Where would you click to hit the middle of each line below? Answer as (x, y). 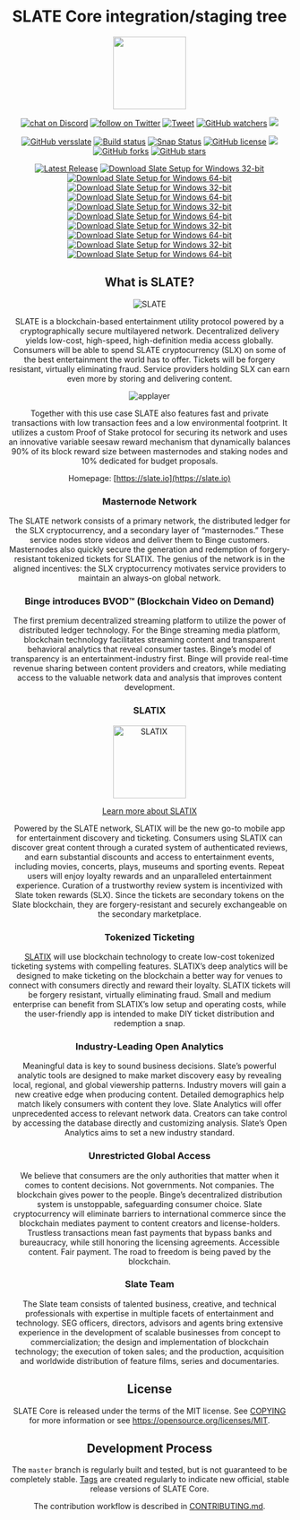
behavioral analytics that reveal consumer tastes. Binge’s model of (150, 649)
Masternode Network (150, 501)
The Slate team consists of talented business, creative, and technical (150, 1304)
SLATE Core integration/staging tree (150, 17)
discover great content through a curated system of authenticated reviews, (150, 847)
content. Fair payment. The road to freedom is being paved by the (150, 1251)
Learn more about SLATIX (150, 811)
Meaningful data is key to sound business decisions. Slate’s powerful (150, 1066)
